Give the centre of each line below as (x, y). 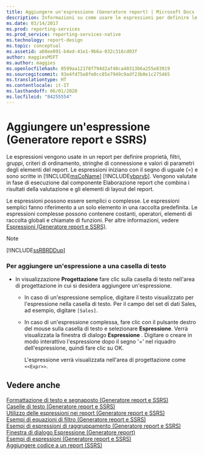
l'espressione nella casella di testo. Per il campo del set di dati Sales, (110, 304)
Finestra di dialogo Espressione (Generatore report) (71, 432)
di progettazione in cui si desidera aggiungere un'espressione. (93, 285)
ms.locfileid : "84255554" (39, 97)
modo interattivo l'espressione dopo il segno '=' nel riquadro (100, 341)
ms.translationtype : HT (37, 80)
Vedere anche (33, 385)
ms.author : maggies (31, 63)
